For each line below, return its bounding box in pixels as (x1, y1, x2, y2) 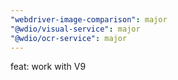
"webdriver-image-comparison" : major (10, 14, 168, 25)
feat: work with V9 (10, 61, 87, 73)
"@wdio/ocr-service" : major (10, 33, 128, 43)
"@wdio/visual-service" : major (10, 24, 141, 34)
